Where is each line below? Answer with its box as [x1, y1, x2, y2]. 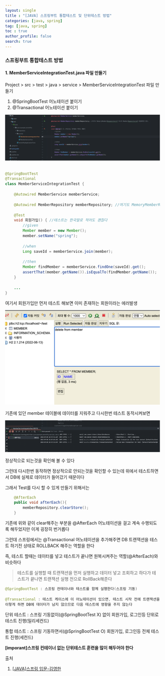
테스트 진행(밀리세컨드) [5, 617, 49, 623]
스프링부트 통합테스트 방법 [5, 57, 63, 63]
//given [23, 223, 38, 228]
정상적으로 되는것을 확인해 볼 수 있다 [5, 458, 75, 463]
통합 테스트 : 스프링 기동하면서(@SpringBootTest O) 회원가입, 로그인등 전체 [5, 628, 150, 634]
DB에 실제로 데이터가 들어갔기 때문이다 [10, 474, 84, 480]
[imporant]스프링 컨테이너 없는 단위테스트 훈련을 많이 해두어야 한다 [5, 645, 134, 650]
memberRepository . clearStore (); [23, 505, 89, 510]
